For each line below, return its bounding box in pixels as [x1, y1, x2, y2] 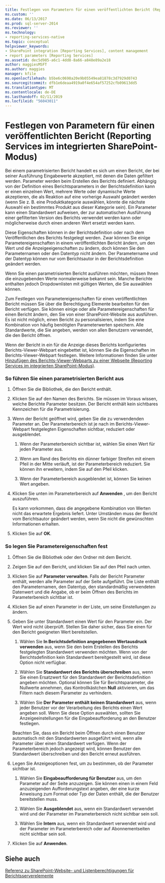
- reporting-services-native [5, 35, 65, 40]
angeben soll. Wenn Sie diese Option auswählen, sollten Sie [19, 710, 141, 716]
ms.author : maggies [5, 67, 45, 72]
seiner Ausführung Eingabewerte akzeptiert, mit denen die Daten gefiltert [5, 173, 154, 179]
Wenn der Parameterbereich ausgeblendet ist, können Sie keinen [19, 476, 151, 482]
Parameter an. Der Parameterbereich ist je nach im [12, 421, 115, 427]
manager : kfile [5, 71, 36, 76]
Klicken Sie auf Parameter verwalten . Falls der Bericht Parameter [12, 573, 145, 579]
